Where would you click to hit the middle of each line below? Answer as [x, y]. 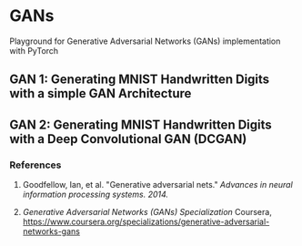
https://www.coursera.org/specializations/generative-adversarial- [146, 222]
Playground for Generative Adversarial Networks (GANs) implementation [145, 41]
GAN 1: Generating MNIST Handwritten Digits [140, 80]
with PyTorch [34, 50]
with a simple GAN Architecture [101, 93]
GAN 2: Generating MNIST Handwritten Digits [141, 124]
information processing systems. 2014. [96, 195]
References [35, 165]
